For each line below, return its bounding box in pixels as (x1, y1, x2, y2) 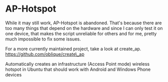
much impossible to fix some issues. (5, 36, 81, 42)
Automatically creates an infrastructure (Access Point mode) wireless (5, 61, 150, 67)
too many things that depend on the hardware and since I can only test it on (5, 25, 163, 31)
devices (5, 71, 22, 77)
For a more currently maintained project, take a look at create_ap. (5, 46, 142, 52)
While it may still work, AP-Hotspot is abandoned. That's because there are (5, 20, 162, 26)
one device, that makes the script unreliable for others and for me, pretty (5, 30, 157, 36)
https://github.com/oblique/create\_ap (5, 51, 85, 57)
